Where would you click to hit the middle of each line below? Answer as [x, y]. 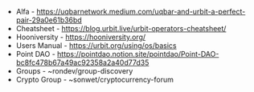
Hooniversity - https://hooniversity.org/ [81, 37]
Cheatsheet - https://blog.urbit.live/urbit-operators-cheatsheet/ [121, 28]
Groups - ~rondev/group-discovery [74, 71]
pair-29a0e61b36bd [49, 20]
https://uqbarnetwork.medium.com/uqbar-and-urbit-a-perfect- [141, 12]
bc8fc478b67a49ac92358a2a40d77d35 [82, 62]
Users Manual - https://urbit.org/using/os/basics [96, 46]
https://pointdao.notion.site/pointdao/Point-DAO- [138, 54]
